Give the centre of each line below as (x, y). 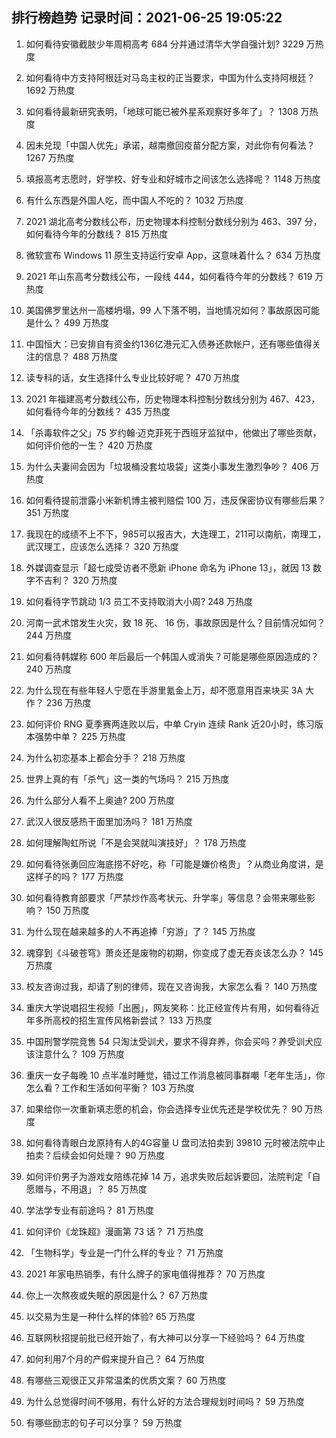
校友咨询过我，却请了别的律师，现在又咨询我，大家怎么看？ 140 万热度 (171, 986)
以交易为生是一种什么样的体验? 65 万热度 (110, 1316)
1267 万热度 (50, 157)
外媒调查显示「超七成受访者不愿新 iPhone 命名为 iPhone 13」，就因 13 (168, 567)
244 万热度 (49, 635)
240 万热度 (48, 669)
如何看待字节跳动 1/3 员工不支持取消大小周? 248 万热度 (139, 601)
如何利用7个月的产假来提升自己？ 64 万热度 (115, 1359)
